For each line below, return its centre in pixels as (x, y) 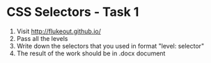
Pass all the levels (42, 38)
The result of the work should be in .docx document (91, 53)
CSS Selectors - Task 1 (73, 12)
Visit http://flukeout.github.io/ (59, 31)
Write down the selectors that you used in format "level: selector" (110, 46)
